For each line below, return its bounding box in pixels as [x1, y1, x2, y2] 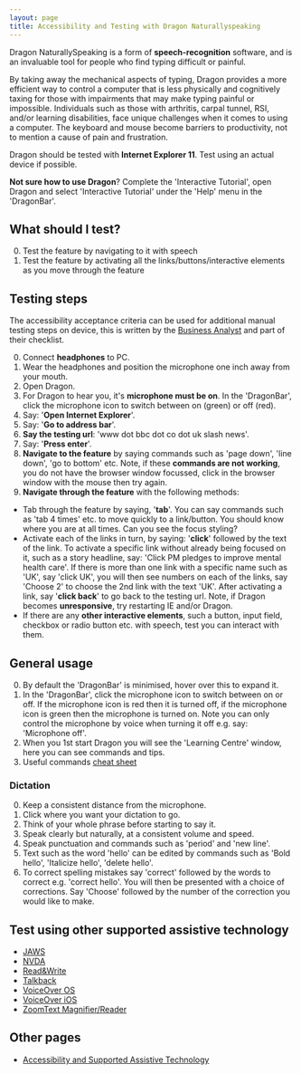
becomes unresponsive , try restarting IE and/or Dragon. [22, 600, 233, 611]
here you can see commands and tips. [22, 746, 165, 757]
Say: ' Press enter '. [22, 438, 92, 449]
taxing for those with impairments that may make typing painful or [9, 92, 255, 104]
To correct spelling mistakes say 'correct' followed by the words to [22, 867, 271, 878]
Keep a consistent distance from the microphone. [22, 800, 207, 810]
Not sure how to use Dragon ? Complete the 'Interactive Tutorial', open [9, 176, 272, 187]
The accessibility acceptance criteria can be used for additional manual [9, 315, 276, 326]
